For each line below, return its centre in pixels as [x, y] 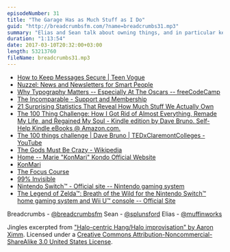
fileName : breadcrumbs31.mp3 [49, 58]
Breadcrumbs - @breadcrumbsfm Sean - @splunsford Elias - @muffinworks [115, 214]
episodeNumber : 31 [33, 13]
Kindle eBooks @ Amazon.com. [76, 128]
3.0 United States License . [76, 241]
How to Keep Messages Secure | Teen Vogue [81, 77]
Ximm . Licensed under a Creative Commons [69, 234]
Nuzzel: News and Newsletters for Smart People [85, 84]
